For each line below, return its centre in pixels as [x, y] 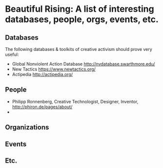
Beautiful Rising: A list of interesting [80, 9]
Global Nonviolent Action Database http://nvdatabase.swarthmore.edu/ [83, 64]
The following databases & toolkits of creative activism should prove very [79, 49]
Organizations [27, 128]
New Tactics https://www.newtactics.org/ [54, 69]
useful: [12, 54]
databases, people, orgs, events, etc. [82, 19]
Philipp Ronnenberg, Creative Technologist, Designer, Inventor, [75, 101]
